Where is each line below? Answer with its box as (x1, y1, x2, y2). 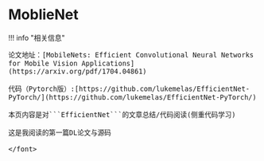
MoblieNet (8, 6, 80, 24)
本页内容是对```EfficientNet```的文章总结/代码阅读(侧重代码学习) (8, 110, 236, 119)
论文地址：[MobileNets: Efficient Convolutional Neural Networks (8, 50, 254, 59)
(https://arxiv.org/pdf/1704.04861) (8, 66, 147, 76)
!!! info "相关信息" (8, 33, 65, 42)
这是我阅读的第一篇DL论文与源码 (8, 128, 111, 137)
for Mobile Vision (8, 58, 78, 68)
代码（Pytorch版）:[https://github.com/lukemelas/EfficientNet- (8, 84, 250, 93)
